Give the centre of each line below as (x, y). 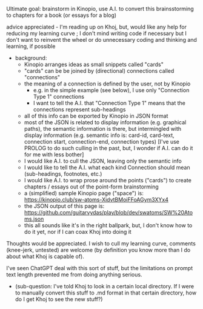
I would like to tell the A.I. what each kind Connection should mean (107, 167)
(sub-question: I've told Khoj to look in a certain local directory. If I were (105, 286)
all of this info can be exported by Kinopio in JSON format (96, 116)
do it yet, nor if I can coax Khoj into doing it (78, 232)
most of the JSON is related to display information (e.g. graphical (105, 122)
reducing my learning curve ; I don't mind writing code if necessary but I (96, 33)
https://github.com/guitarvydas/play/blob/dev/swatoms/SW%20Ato (108, 212)
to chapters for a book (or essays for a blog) (62, 15)
